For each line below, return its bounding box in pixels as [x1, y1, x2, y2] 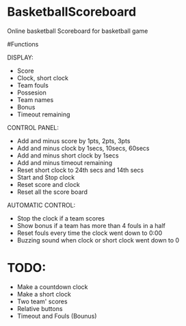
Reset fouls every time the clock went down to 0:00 [16, 229, 163, 237]
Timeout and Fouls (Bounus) [16, 312, 97, 320]
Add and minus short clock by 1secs [16, 151, 119, 160]
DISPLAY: [7, 53, 34, 62]
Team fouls [16, 81, 49, 89]
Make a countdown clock [16, 282, 88, 291]
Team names [16, 95, 54, 103]
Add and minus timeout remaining [16, 158, 113, 166]
